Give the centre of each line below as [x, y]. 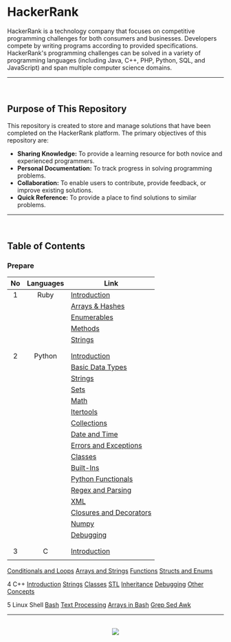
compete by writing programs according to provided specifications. [102, 45]
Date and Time [95, 434]
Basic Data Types [99, 367]
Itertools [85, 412]
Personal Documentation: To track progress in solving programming [114, 168]
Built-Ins [85, 468]
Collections [89, 423]
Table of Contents [46, 246]
